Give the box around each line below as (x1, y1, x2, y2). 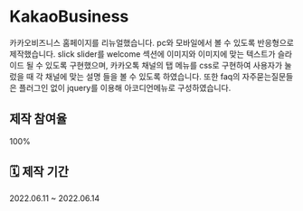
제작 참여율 (9, 111, 68, 127)
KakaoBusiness (9, 6, 129, 27)
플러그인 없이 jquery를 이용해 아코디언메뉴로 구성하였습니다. (18, 82, 232, 93)
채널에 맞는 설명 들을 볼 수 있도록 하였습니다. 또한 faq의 (44, 70, 241, 82)
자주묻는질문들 (241, 70, 294, 82)
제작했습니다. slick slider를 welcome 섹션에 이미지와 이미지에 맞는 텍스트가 (9, 48, 276, 60)
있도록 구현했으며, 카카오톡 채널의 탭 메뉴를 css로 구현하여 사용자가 (44, 60, 283, 70)
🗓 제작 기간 (9, 164, 70, 179)
